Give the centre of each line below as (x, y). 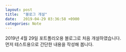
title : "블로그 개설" (26, 14)
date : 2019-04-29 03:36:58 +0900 (42, 19)
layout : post (19, 10)
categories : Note (23, 24)
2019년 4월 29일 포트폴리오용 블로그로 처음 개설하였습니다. (63, 38)
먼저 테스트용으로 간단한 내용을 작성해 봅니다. (49, 45)
